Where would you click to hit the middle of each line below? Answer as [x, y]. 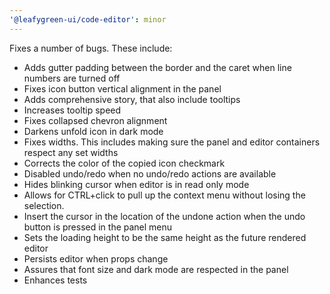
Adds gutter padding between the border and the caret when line [157, 67]
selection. [44, 205]
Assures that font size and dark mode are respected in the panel [156, 269]
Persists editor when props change [96, 258]
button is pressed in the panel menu [98, 227]
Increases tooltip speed [72, 110]
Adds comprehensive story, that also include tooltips [132, 99]
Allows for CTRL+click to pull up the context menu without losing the [164, 195]
